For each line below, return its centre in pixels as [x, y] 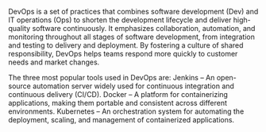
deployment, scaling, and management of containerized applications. [121, 120]
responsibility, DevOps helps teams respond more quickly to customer [123, 54]
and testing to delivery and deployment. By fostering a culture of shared [126, 45]
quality [19, 28]
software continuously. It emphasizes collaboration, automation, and [144, 28]
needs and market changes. [54, 62]
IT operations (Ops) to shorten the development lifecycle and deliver [120, 20]
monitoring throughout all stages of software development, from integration [132, 37]
